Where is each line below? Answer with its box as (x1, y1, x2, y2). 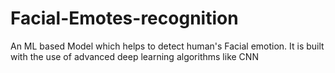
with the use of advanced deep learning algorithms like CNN (10, 50, 259, 62)
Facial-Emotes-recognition (10, 7, 239, 30)
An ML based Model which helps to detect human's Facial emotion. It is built (10, 40, 325, 52)
